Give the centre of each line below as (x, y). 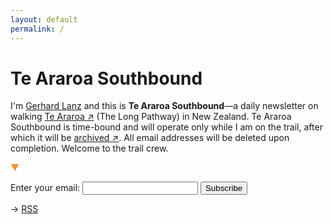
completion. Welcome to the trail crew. (89, 148)
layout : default (44, 19)
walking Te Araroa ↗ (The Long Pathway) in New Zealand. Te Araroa (151, 117)
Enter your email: (45, 188)
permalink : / (37, 29)
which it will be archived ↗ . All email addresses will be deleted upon (150, 138)
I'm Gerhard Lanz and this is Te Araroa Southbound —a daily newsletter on (164, 106)
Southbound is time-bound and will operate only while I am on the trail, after (166, 127)
